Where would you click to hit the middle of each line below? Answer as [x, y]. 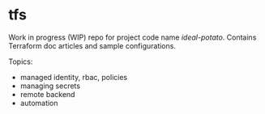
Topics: [21, 61]
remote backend [47, 94]
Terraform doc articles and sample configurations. [92, 45]
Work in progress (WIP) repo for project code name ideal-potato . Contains [132, 37]
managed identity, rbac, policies [74, 77]
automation [39, 103]
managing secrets [50, 86]
